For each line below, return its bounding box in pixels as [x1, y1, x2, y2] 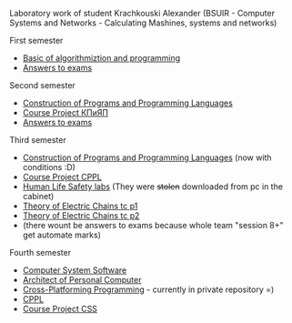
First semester [9, 35, 64, 45]
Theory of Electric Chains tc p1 [22, 200, 138, 211]
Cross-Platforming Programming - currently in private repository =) [22, 284, 275, 295]
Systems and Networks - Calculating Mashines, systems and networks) [9, 17, 277, 28]
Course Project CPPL [22, 172, 102, 182]
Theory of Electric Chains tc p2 [22, 210, 140, 221]
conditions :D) [22, 162, 76, 172]
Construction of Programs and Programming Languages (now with [22, 152, 272, 163]
